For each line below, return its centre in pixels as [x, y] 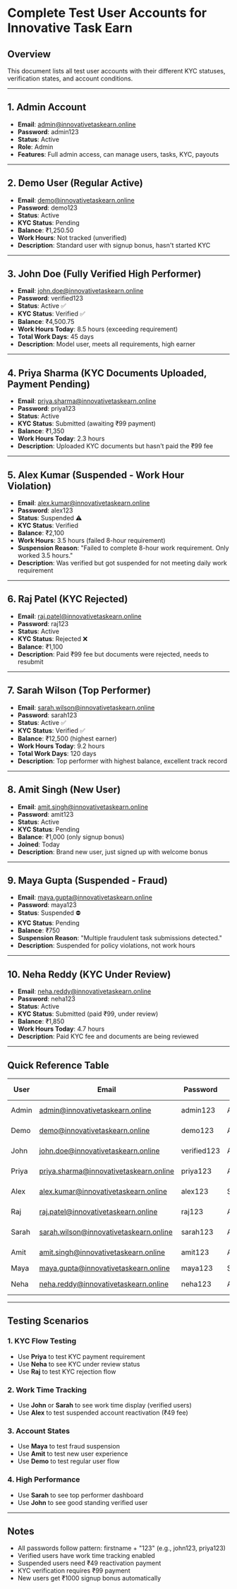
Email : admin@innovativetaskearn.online [77, 124]
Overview [29, 54]
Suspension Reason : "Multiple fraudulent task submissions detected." [120, 938]
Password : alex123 [45, 510]
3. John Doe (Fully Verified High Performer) [104, 274]
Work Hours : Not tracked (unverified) [72, 237]
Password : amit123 [45, 814]
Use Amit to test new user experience [73, 1454]
